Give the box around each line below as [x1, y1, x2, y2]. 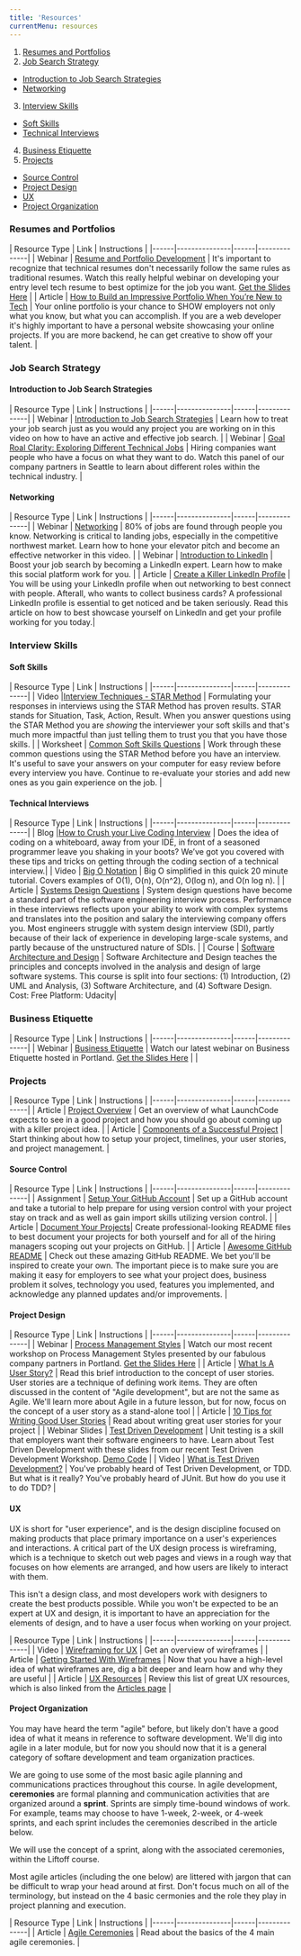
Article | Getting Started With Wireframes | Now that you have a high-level [9, 1653, 283, 1664]
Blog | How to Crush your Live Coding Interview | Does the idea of [37, 828, 279, 838]
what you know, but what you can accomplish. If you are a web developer [9, 310, 281, 321]
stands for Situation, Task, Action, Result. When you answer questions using [9, 711, 292, 721]
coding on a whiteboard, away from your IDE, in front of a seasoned [9, 837, 261, 847]
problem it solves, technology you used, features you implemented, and [9, 1280, 275, 1290]
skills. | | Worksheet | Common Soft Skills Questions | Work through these [9, 739, 281, 750]
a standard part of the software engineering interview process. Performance [9, 894, 292, 905]
